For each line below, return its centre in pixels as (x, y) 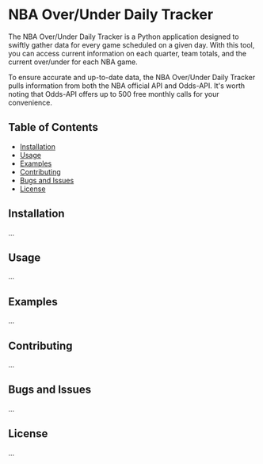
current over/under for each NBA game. (73, 62)
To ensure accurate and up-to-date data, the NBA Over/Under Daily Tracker (132, 77)
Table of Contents (53, 127)
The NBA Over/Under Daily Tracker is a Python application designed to (124, 36)
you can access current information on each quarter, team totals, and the (128, 53)
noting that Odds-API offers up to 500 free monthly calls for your (114, 94)
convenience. (30, 102)
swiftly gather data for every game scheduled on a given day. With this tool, (131, 44)
